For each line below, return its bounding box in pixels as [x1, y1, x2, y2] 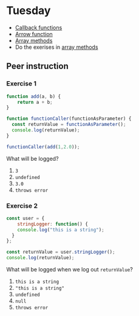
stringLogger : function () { [17, 221, 88, 227]
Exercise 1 [6, 79, 37, 88]
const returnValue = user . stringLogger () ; [6, 249, 115, 255]
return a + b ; [17, 99, 53, 105]
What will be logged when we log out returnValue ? [6, 266, 134, 273]
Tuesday [6, 4, 51, 18]
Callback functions [15, 24, 63, 31]
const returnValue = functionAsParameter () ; [12, 122, 126, 128]
